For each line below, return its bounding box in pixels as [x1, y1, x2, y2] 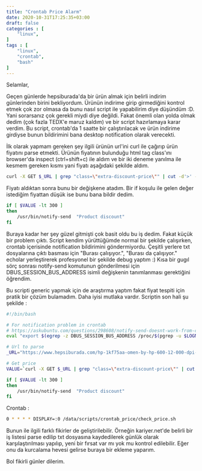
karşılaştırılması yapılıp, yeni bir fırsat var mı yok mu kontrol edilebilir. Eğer [6, 440, 189, 447]
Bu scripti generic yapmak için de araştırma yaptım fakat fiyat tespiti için [6, 286, 185, 294]
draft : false [6, 20, 39, 26]
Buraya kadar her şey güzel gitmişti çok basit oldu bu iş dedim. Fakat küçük [6, 230, 193, 238]
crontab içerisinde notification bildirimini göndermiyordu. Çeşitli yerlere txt [6, 243, 191, 250]
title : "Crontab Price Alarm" [6, 8, 82, 15]
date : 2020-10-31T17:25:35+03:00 [6, 14, 90, 20]
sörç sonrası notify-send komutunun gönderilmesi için [6, 262, 140, 269]
